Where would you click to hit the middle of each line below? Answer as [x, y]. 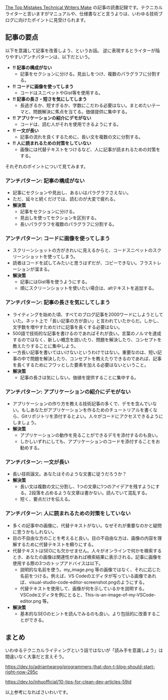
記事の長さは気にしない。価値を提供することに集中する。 [79, 377]
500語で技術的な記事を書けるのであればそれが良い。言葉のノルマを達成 [87, 333]
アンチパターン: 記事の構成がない [45, 180]
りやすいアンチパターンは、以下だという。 [49, 56]
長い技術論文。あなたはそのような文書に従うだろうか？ [69, 474]
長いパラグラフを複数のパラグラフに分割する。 [68, 224]
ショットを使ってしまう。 [52, 257]
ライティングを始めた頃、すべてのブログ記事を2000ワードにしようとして [88, 314]
